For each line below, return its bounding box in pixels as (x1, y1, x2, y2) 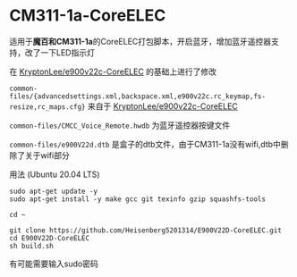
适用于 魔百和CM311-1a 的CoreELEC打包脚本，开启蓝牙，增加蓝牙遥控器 (9, 36, 272, 46)
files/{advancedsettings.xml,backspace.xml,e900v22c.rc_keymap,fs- (9, 91, 267, 101)
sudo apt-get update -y (9, 187, 98, 196)
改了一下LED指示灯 (24, 46, 96, 58)
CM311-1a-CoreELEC (9, 5, 166, 26)
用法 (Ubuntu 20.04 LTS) (9, 169, 100, 180)
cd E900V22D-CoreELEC (9, 233, 90, 242)
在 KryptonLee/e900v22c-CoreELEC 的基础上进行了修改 (9, 66, 217, 77)
